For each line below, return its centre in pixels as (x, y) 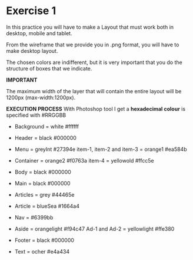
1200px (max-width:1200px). (41, 97)
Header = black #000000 (45, 138)
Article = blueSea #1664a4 (47, 206)
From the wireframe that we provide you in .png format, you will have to (93, 45)
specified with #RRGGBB (36, 115)
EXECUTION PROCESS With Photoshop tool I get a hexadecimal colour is (96, 109)
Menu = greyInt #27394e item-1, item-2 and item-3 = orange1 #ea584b (101, 149)
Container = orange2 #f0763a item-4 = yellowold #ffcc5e (84, 160)
